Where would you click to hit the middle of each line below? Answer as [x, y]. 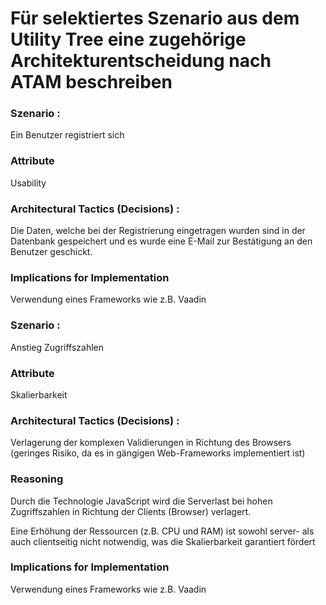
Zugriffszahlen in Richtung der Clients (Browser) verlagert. [131, 511]
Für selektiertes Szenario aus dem [155, 18]
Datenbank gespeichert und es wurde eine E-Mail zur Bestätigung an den [161, 241]
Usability [28, 183]
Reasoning [37, 479]
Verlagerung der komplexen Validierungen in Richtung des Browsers [151, 443]
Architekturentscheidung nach [141, 61]
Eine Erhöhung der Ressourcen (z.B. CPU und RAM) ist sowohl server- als [162, 531]
